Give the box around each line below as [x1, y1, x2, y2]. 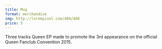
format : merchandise [5, 12, 47, 16]
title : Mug [5, 7, 27, 12]
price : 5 [5, 20, 23, 26]
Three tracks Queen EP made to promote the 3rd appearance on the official [5, 34, 158, 40]
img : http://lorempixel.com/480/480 [5, 16, 80, 21]
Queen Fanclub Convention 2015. [5, 39, 72, 45]
